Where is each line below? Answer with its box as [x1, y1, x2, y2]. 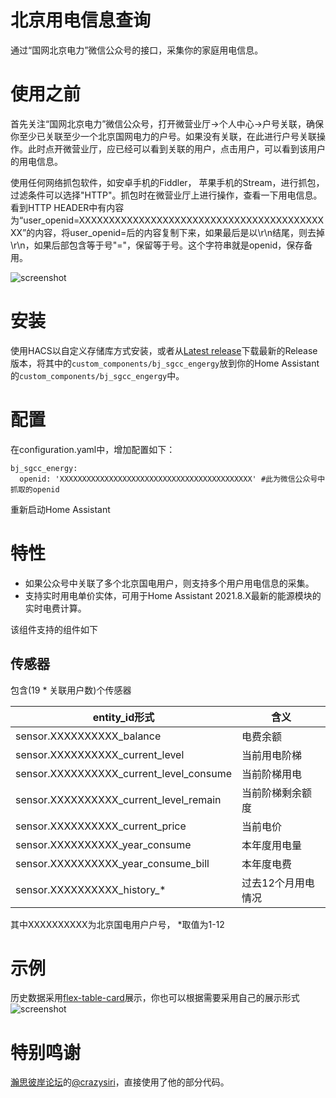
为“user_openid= [10, 214, 80, 226]
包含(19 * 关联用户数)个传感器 [10, 684, 132, 696]
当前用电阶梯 [241, 748, 303, 762]
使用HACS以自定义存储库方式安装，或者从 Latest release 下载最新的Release [10, 344, 318, 356]
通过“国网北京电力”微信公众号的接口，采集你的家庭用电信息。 [10, 44, 264, 56]
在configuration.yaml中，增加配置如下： [10, 443, 176, 455]
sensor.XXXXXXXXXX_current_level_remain [15, 792, 222, 806]
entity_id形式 [92, 710, 155, 724]
